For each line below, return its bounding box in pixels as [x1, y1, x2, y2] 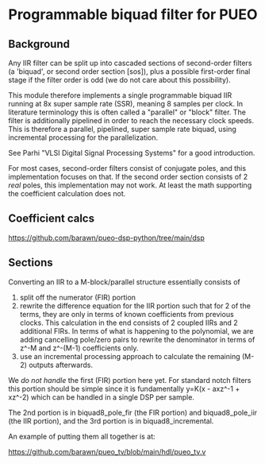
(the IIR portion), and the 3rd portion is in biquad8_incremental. [8, 416, 214, 426]
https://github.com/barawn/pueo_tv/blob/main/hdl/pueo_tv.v [8, 447, 206, 456]
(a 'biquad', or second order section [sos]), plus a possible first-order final [8, 67, 251, 76]
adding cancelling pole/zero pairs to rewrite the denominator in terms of [19, 334, 255, 344]
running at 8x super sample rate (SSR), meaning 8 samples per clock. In [8, 99, 244, 108]
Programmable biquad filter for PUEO [8, 6, 258, 24]
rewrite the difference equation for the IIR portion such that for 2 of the [19, 300, 252, 311]
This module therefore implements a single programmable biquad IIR [8, 91, 232, 100]
